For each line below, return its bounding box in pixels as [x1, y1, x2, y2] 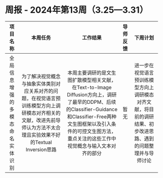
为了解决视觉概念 [21, 73, 61, 79]
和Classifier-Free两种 [67, 113, 117, 120]
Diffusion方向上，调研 [67, 91, 117, 98]
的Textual [30, 138, 52, 145]
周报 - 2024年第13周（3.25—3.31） [5, 4, 148, 16]
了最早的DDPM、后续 [67, 99, 116, 105]
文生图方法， [86, 128, 116, 135]
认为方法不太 [26, 124, 56, 131]
